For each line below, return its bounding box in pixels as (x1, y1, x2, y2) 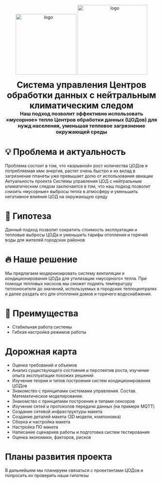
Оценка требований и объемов (12, 362, 77, 368)
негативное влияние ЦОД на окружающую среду (5, 193, 108, 199)
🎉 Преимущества (5, 308, 79, 319)
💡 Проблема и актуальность (5, 146, 126, 158)
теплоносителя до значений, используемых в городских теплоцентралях (5, 286, 157, 291)
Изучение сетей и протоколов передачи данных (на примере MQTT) (12, 403, 155, 409)
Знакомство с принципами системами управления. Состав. (12, 388, 137, 394)
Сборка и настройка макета (12, 419, 70, 424)
